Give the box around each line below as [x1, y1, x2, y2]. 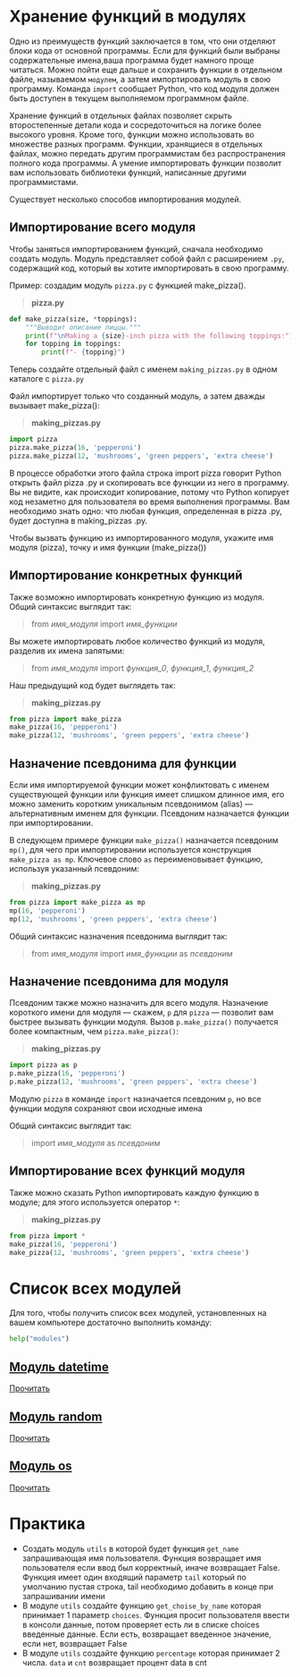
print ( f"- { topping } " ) [41, 348, 126, 357]
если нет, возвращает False [21, 1638, 128, 1648]
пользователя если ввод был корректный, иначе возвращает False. [21, 1562, 280, 1572]
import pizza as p [9, 1061, 78, 1070]
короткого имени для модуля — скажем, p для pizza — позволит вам [9, 1007, 274, 1018]
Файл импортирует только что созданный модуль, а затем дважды [9, 391, 266, 401]
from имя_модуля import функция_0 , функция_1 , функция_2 [30, 662, 254, 673]
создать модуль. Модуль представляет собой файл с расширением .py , [9, 253, 285, 264]
